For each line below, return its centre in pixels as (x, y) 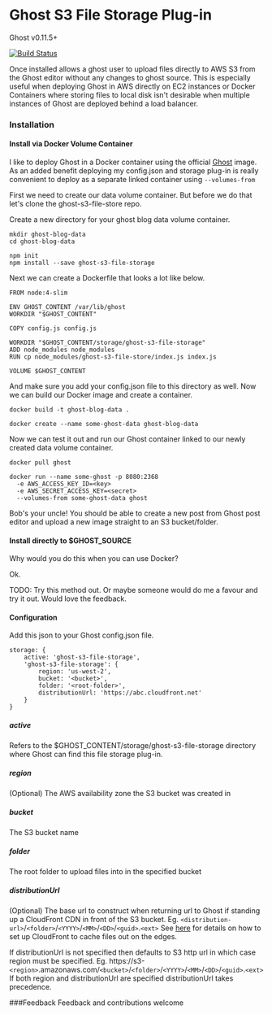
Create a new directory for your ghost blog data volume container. (120, 220)
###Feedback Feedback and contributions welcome (97, 1003)
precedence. (30, 987)
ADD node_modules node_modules (62, 350)
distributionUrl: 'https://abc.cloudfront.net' (120, 693)
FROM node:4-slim (39, 293)
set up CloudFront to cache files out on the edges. (93, 937)
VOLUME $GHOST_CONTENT (47, 372)
